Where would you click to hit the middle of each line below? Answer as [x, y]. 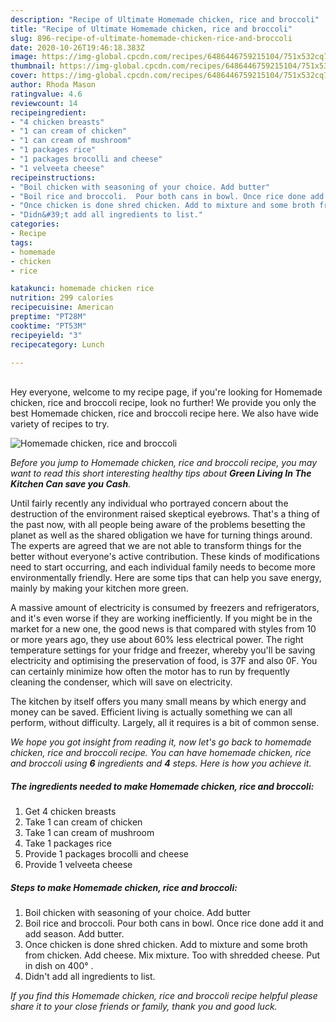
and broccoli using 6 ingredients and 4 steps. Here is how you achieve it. [161, 763]
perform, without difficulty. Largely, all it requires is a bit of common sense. [165, 723]
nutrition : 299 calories [62, 298]
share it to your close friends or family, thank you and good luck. [144, 1007]
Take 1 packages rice [68, 843]
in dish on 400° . [59, 966]
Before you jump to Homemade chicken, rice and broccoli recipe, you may [164, 463]
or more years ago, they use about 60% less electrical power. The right [157, 640]
